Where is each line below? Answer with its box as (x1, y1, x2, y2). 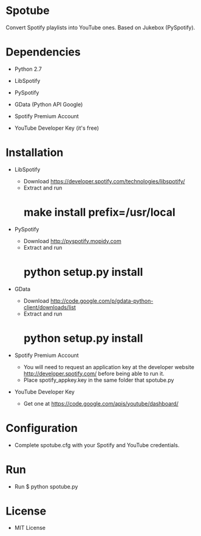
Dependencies (5, 45, 81, 59)
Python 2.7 (14, 65, 42, 72)
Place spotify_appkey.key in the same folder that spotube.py (23, 376, 174, 384)
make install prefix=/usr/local (23, 205, 175, 219)
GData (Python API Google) (14, 100, 83, 108)
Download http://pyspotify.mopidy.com (23, 237, 122, 244)
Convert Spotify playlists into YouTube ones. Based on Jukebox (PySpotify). (5, 24, 196, 31)
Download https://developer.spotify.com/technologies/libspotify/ (23, 177, 185, 185)
